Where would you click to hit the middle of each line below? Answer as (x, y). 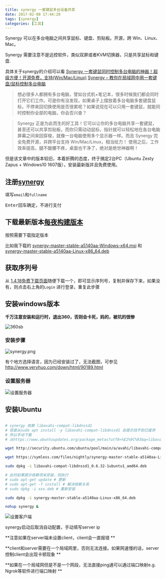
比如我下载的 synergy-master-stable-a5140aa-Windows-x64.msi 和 (74, 246)
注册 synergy (25, 182)
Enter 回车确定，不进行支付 (33, 205)
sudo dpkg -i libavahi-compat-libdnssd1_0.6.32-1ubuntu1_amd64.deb (76, 466)
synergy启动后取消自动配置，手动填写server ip (53, 527)
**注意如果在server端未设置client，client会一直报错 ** (60, 538)
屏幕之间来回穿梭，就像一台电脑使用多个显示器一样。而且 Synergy (85, 136)
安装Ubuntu (23, 410)
